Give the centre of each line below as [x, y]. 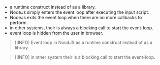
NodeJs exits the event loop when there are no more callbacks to [76, 17]
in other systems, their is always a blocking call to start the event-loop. [81, 28]
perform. [19, 22]
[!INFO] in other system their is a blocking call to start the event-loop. [85, 57]
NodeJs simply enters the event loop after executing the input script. [79, 12]
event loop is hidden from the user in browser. [56, 33]
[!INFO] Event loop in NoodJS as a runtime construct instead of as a [83, 43]
